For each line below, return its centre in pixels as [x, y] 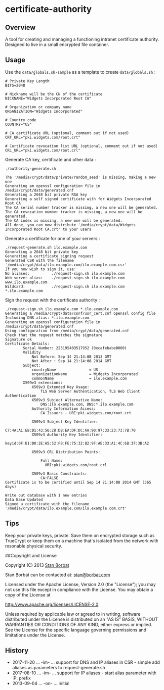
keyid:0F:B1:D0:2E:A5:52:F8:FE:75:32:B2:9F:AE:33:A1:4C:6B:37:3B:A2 [77, 443]
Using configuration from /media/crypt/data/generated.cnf [67, 331]
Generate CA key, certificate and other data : [51, 159]
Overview [20, 27]
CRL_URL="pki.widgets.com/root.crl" [43, 150]
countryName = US [65, 370]
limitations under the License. [35, 635]
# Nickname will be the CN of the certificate [54, 94]
